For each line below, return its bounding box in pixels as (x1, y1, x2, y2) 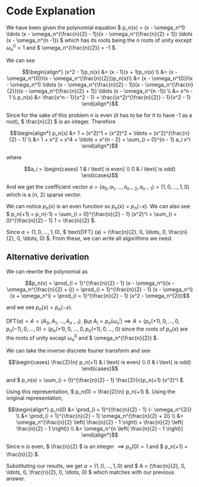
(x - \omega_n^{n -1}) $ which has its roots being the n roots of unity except (6, 36, 192, 44)
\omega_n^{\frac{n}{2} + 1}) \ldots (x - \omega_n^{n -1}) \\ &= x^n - (29, 88, 193, 95)
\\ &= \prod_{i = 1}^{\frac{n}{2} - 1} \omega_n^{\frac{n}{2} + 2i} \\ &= (15, 412, 184, 420)
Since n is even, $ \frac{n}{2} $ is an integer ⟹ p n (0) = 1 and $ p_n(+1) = (6, 443, 188, 452)
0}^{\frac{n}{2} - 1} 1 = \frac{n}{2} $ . (6, 217, 96, 224)
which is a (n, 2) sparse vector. (6, 191, 82, 198)
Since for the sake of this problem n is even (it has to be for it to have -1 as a (6, 112, 192, 119)
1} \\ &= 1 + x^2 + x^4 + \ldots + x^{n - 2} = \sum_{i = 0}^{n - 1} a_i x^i (21, 136, 191, 143)
